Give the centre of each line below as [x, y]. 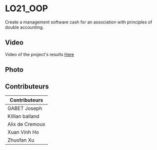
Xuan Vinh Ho [23, 132]
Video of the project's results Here [40, 54]
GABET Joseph [25, 108]
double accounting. [24, 27]
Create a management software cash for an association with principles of [79, 22]
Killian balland [24, 116]
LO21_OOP [27, 9]
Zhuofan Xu [21, 140]
